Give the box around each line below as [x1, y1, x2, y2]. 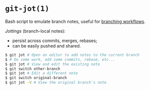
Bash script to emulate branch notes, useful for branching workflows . [5, 18, 146, 24]
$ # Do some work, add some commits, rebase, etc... [5, 57, 116, 62]
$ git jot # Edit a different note [5, 71, 78, 76]
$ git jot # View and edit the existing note [5, 61, 100, 67]
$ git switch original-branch [5, 76, 67, 81]
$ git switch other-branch [5, 66, 60, 71]
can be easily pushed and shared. [12, 43, 81, 48]
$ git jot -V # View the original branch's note [5, 80, 107, 85]
